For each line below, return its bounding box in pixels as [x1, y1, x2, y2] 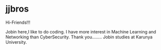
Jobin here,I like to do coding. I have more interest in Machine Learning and [5, 29, 157, 34]
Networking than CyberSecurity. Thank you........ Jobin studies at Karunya [5, 34, 153, 40]
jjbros [5, 3, 29, 15]
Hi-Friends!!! [5, 19, 31, 25]
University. [5, 39, 27, 45]
